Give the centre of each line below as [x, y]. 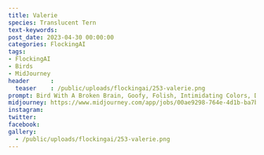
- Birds [21, 67]
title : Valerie [33, 15]
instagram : [26, 110]
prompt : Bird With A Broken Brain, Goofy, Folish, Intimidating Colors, [130, 96]
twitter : [22, 117]
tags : [17, 52]
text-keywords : [33, 30]
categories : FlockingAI [47, 45]
